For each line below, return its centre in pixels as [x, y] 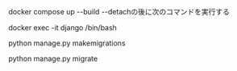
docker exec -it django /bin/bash [62, 28]
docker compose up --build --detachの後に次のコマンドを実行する [119, 12]
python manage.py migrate [53, 59]
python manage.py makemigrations [67, 43]
